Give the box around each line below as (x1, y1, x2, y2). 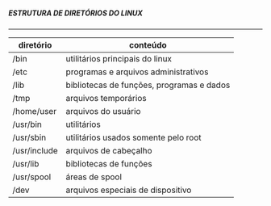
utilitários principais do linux (65, 53, 172, 64)
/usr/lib (12, 158, 40, 169)
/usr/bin (12, 119, 43, 130)
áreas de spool (65, 171, 123, 183)
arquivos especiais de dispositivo (65, 184, 192, 195)
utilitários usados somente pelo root (65, 132, 202, 143)
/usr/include (12, 145, 58, 156)
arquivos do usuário (65, 105, 141, 116)
